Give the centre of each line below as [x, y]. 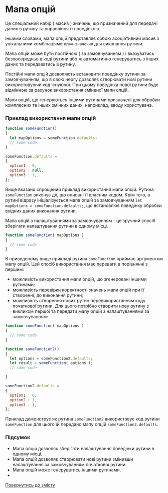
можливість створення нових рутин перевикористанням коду [79, 301]
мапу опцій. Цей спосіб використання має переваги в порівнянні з [76, 264]
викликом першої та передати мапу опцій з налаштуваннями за [81, 311]
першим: [15, 269]
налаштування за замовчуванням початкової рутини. [69, 464]
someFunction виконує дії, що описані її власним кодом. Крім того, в [78, 194]
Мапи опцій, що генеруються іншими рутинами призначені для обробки [83, 100]
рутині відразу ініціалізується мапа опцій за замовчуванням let [74, 200]
